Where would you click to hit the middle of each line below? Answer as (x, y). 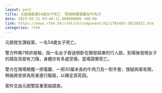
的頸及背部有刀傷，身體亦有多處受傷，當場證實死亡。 (59, 59)
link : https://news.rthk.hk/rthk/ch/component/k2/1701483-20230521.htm (79, 23)
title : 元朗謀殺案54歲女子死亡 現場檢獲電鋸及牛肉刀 (53, 14)
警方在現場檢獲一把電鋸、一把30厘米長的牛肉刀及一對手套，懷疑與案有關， (81, 70)
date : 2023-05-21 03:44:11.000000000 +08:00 (51, 19)
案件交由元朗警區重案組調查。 (35, 86)
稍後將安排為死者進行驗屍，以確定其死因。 (48, 75)
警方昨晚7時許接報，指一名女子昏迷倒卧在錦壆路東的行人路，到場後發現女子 (81, 53)
